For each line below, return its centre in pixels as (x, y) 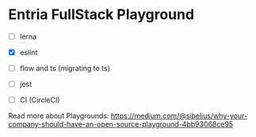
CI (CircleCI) (40, 100)
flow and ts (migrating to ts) (65, 68)
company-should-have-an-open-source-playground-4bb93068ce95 (121, 124)
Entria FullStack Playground (101, 15)
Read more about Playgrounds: (59, 116)
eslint (29, 52)
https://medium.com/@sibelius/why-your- (179, 116)
